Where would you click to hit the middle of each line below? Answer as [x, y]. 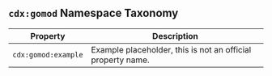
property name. [120, 60]
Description [175, 36]
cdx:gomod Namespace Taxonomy [93, 13]
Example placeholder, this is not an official [171, 49]
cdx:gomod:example [48, 55]
